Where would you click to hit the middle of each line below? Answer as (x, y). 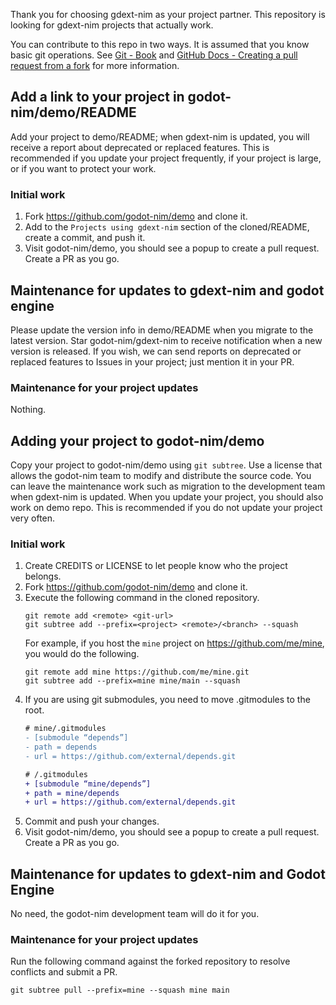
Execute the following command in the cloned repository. (142, 598)
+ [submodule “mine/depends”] (88, 784)
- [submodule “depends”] (76, 738)
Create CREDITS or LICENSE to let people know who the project (156, 566)
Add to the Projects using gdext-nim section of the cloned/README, (167, 227)
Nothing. (28, 410)
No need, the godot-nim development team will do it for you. (135, 914)
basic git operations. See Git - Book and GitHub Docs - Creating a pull (154, 55)
